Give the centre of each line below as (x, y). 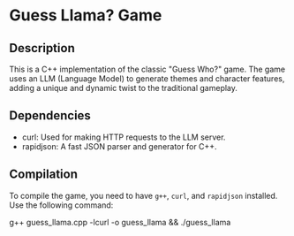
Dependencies (50, 116)
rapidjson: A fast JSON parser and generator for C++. (120, 146)
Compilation (43, 175)
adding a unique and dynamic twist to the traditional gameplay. (124, 88)
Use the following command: (61, 205)
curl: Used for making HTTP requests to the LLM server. (124, 137)
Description (42, 48)
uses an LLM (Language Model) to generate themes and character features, (147, 79)
